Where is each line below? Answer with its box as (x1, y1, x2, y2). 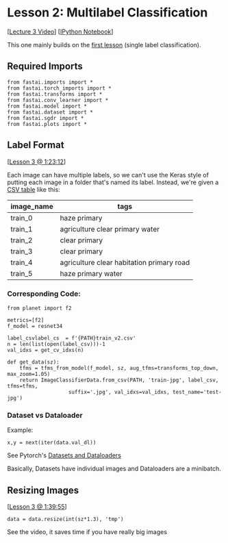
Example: (7, 426, 34, 434)
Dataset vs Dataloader (7, 410, 84, 420)
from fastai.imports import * (7, 79, 94, 86)
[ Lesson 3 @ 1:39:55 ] (7, 502, 67, 511)
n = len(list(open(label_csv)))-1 (7, 340, 106, 347)
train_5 (10, 268, 33, 278)
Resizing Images (7, 484, 79, 496)
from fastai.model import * (7, 103, 88, 110)
